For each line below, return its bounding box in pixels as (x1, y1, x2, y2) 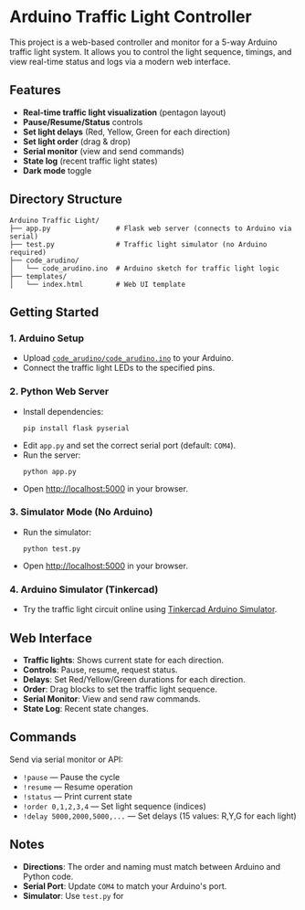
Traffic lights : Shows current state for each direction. (22, 654, 224, 665)
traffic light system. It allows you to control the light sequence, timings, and (9, 46, 292, 57)
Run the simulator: (22, 526, 91, 537)
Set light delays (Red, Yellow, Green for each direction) (22, 126, 231, 137)
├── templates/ (9, 271, 68, 280)
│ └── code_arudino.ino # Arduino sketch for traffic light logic (9, 263, 280, 273)
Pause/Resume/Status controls (22, 116, 143, 127)
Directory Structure (9, 192, 123, 207)
